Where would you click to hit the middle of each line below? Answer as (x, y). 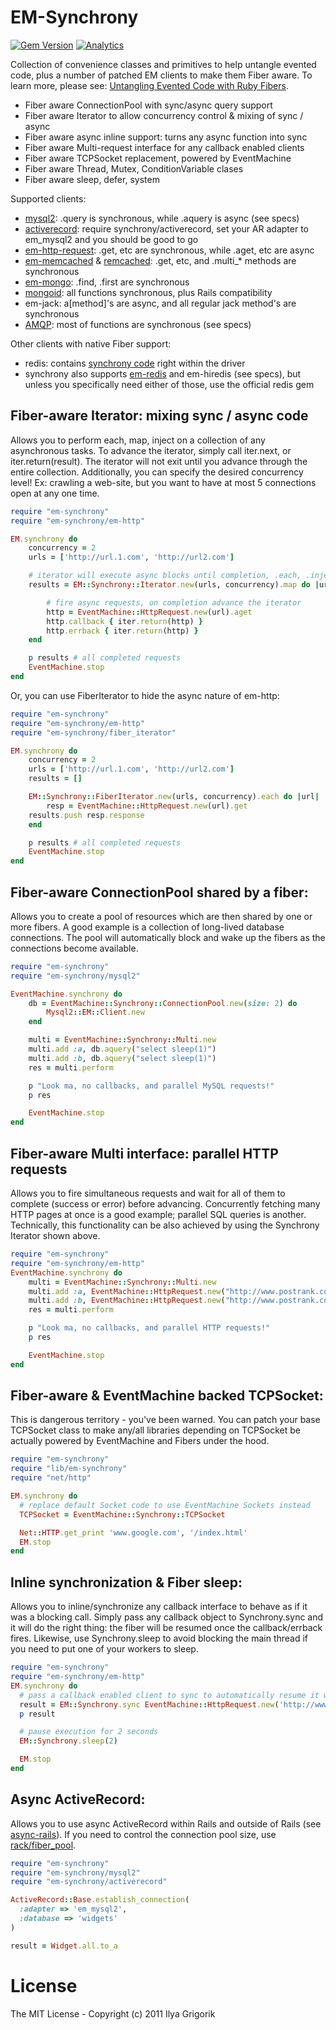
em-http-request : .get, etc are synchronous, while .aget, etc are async (169, 250)
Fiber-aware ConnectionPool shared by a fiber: (159, 892)
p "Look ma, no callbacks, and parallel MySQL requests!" (151, 1086)
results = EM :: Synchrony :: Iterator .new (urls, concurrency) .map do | (174, 585)
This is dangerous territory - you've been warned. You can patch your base (165, 1420)
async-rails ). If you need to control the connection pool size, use (143, 1834)
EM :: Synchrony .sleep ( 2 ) (68, 1741)
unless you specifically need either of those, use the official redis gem (169, 384)
